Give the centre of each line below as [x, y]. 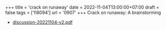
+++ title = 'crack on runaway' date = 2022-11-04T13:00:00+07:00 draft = [82, 7]
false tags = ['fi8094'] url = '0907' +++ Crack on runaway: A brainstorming [83, 12]
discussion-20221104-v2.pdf [43, 22]
